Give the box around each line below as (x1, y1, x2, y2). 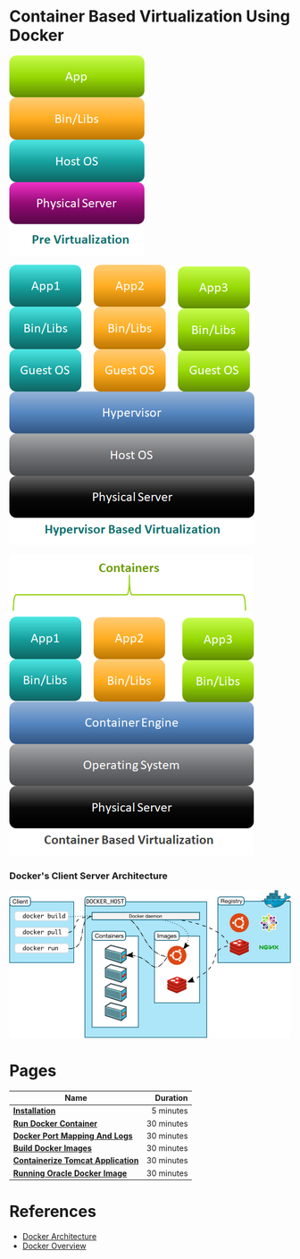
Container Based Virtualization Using (9, 6, 290, 27)
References (9, 1202, 96, 1221)
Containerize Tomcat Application (12, 1155, 139, 1166)
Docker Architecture (21, 1231, 97, 1242)
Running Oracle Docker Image (12, 1168, 128, 1179)
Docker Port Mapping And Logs (12, 1130, 133, 1141)
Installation (12, 1105, 56, 1116)
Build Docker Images (12, 1143, 92, 1154)
